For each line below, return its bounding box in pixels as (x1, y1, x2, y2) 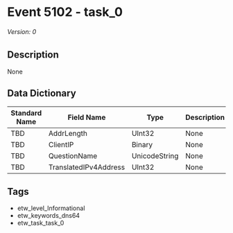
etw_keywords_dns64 (17, 212, 80, 220)
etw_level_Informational (17, 204, 85, 212)
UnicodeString (131, 150, 179, 160)
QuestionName (48, 150, 98, 160)
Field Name (67, 112, 106, 122)
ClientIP (48, 139, 74, 149)
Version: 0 (7, 27, 37, 35)
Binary (131, 139, 153, 149)
